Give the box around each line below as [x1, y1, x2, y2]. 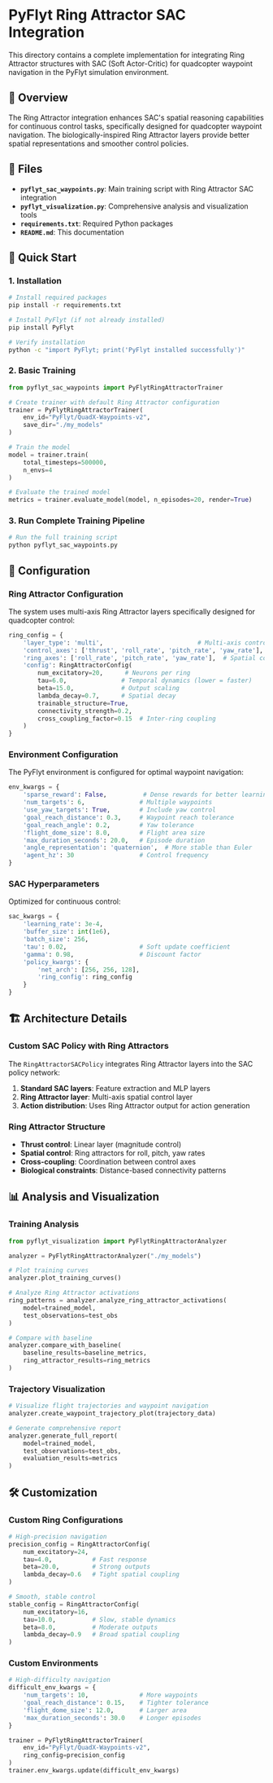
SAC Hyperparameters [8, 878, 100, 889]
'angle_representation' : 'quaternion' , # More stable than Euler [23, 843, 253, 852]
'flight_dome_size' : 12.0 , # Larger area [23, 1706, 187, 1715]
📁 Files [8, 162, 43, 176]
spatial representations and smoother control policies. [8, 139, 189, 148]
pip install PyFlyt [8, 324, 75, 332]
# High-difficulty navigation [8, 1676, 111, 1684]
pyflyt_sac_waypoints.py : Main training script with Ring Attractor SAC [19, 183, 254, 193]
